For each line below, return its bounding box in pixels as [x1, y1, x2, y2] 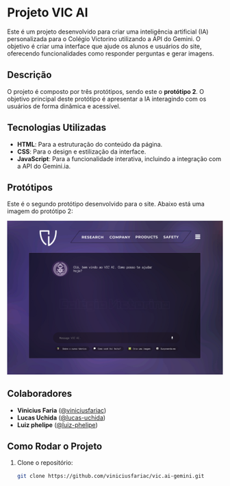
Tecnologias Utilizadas [7, 122, 107, 134]
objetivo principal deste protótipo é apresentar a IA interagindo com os [7, 95, 207, 103]
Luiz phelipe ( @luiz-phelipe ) [16, 420, 98, 429]
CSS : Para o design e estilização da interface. [16, 147, 146, 156]
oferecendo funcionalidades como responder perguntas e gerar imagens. [7, 49, 214, 58]
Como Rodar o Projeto [7, 440, 103, 452]
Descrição [7, 69, 52, 81]
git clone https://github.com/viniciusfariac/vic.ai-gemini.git [16, 473, 205, 480]
